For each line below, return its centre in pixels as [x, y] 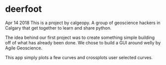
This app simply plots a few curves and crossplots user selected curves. [79, 57]
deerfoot [24, 9]
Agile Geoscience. [24, 48]
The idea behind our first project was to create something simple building [80, 37]
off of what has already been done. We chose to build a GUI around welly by [83, 42]
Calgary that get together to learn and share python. [58, 28]
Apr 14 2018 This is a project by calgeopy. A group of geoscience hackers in [83, 23]
